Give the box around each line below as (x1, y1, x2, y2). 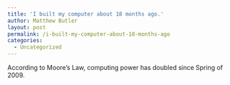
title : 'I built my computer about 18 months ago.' (7, 10, 164, 18)
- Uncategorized (14, 44, 62, 51)
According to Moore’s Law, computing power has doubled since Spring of (7, 64, 223, 71)
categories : (7, 37, 43, 44)
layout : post (7, 24, 46, 31)
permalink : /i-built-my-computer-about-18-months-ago (7, 30, 171, 38)
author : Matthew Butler (7, 17, 78, 24)
